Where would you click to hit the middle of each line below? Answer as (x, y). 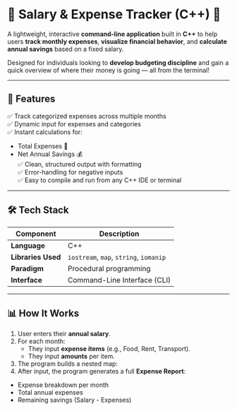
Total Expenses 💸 (43, 146)
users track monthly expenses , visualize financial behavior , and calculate (117, 41)
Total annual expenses (50, 393)
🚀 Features (31, 99)
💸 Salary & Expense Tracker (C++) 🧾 (114, 14)
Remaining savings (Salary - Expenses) (74, 400)
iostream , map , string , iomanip (117, 257)
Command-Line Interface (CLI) (120, 280)
